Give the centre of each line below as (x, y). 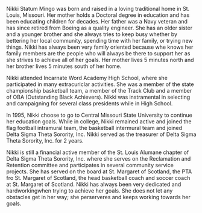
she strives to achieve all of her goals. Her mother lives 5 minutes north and (100, 60)
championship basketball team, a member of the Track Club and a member (99, 91)
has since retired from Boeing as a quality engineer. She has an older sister (99, 28)
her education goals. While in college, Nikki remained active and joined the (99, 122)
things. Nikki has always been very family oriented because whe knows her (100, 47)
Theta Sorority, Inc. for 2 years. (45, 140)
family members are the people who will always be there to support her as (98, 53)
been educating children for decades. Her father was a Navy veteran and (97, 21)
